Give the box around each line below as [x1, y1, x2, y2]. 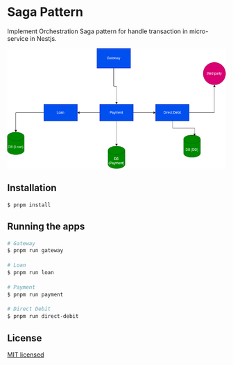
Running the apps [7, 221, 85, 233]
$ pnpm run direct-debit [7, 313, 79, 320]
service [7, 34, 29, 42]
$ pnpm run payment [7, 291, 64, 298]
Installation [7, 182, 57, 194]
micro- [189, 27, 209, 35]
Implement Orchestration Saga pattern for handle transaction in [7, 27, 189, 35]
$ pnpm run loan [7, 269, 54, 276]
